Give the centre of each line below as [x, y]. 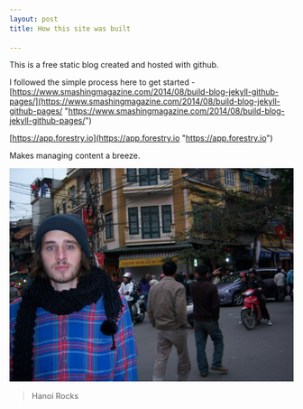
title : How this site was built [70, 28]
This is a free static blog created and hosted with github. [114, 65]
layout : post [34, 19]
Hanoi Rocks [55, 396]
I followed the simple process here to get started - [102, 82]
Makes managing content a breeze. [75, 156]
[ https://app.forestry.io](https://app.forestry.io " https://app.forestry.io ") [141, 138]
